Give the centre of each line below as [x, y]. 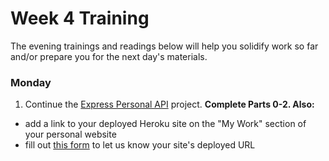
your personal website [70, 134]
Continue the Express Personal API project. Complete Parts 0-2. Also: [169, 104]
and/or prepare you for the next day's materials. [109, 56]
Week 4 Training [80, 18]
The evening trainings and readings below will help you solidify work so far [164, 46]
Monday [31, 82]
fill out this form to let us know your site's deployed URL [140, 145]
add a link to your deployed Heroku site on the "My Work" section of [165, 124]
